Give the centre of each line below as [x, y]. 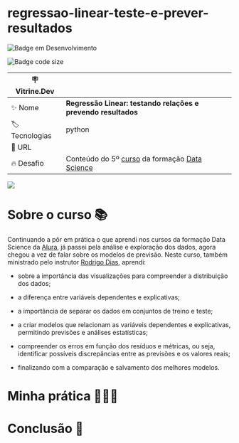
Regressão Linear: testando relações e [132, 103]
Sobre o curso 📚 [58, 215]
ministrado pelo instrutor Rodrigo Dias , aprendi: [77, 262]
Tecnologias [31, 135]
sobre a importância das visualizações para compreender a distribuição [123, 276]
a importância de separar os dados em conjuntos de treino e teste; [115, 311]
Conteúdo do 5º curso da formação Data [134, 159]
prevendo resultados [102, 112]
